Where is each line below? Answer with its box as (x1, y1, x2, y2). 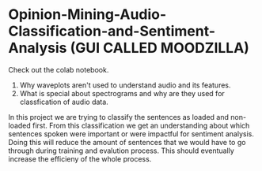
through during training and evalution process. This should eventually (8, 146, 235, 155)
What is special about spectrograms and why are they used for (19, 88, 226, 98)
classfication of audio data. (19, 97, 108, 106)
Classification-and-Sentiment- (8, 22, 216, 40)
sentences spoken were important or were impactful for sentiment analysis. (8, 128, 255, 139)
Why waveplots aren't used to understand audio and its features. (19, 80, 231, 90)
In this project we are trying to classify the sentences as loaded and (8, 112, 230, 121)
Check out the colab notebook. (8, 65, 109, 74)
